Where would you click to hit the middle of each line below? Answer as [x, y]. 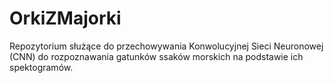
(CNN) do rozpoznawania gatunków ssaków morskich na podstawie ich [156, 56]
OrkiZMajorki [65, 18]
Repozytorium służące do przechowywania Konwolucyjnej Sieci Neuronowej [166, 46]
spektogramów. [41, 67]
